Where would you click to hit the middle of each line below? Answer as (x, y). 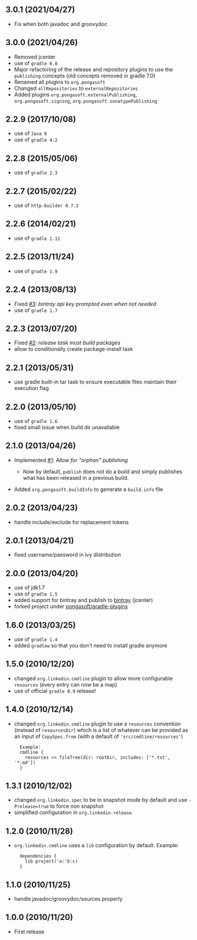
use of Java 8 (31, 134)
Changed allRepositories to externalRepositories (76, 88)
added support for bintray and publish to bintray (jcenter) (83, 600)
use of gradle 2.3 (36, 173)
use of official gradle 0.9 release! (55, 691)
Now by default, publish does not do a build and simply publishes (103, 471)
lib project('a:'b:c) (51, 861)
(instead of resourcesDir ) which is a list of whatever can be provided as (101, 730)
